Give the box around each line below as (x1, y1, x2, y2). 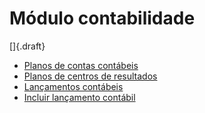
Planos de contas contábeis (23, 59, 139, 71)
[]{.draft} (9, 40, 46, 52)
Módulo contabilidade (9, 7, 196, 30)
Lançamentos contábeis (23, 80, 124, 92)
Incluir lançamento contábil (23, 91, 136, 103)
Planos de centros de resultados (23, 70, 158, 82)
